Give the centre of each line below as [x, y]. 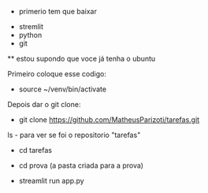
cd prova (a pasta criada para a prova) [81, 165]
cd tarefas [35, 150]
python [30, 35]
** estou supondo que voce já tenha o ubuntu [82, 59]
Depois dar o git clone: [44, 104]
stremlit [31, 26]
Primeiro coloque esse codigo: [57, 74]
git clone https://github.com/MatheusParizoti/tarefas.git [109, 120]
